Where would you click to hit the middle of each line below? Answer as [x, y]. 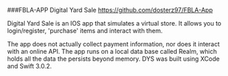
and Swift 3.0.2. [29, 66]
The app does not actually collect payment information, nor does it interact [113, 44]
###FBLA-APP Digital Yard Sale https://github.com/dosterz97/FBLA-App [110, 10]
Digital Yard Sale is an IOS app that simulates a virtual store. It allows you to [114, 23]
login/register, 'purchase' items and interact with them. [85, 31]
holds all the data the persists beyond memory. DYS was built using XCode [113, 59]
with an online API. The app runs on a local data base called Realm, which [112, 51]
